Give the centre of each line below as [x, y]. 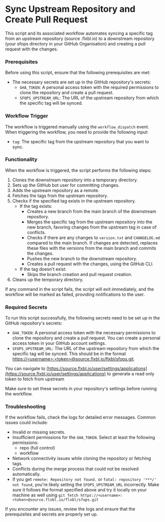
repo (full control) [37, 448]
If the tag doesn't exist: [43, 269]
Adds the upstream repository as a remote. [56, 190]
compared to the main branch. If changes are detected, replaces [92, 242]
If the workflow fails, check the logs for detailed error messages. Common [81, 417]
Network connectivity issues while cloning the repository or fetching [82, 458]
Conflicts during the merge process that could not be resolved [75, 469]
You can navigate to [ [27, 368]
